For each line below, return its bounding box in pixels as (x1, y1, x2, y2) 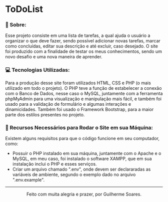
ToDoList (5, 3, 43, 15)
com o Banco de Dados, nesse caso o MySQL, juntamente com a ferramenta (5, 90, 163, 96)
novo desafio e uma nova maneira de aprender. (5, 54, 102, 60)
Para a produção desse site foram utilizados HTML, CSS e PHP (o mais (5, 80, 151, 86)
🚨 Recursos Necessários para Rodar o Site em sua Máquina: (5, 124, 153, 131)
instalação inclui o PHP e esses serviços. (12, 161, 97, 167)
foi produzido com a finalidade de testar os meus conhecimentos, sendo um (5, 48, 162, 54)
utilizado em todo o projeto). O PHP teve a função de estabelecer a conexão (5, 85, 162, 91)
